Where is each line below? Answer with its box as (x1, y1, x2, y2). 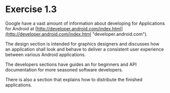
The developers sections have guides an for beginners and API (5, 61, 137, 67)
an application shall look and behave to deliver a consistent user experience (5, 46, 164, 52)
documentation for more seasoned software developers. (5, 67, 123, 73)
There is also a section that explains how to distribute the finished (5, 76, 143, 82)
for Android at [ (5, 25, 37, 31)
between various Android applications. (5, 52, 86, 58)
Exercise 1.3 (5, 4, 57, 15)
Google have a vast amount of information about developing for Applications (5, 20, 165, 26)
